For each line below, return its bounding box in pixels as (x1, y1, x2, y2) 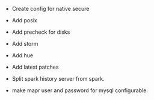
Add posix (11, 17, 37, 23)
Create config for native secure (11, 5, 90, 12)
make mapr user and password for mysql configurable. (11, 87, 149, 94)
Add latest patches (11, 63, 59, 70)
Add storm (11, 40, 38, 47)
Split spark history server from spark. (11, 75, 105, 82)
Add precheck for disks (11, 28, 70, 36)
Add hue (11, 52, 34, 59)
